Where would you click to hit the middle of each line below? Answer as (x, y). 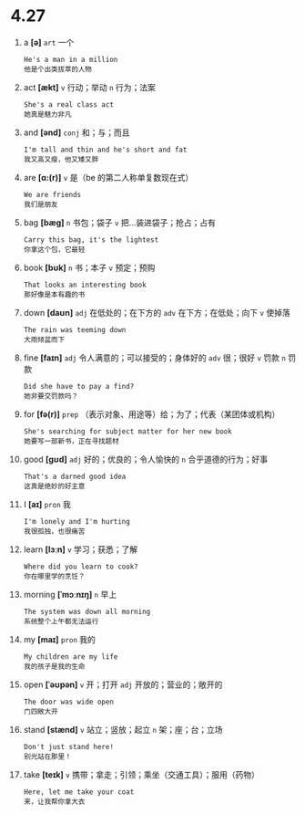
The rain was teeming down (75, 329)
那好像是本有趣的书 (54, 294)
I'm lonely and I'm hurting (76, 521)
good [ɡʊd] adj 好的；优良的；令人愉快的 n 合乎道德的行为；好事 (145, 459)
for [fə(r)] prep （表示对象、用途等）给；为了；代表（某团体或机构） (152, 414)
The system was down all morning (87, 611)
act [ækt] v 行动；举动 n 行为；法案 (89, 87)
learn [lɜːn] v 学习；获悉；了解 (81, 549)
